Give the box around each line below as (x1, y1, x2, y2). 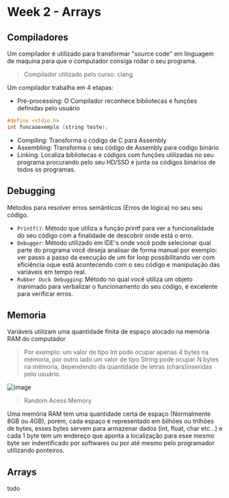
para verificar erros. (16, 289, 74, 298)
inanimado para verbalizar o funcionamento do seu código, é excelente (16, 282, 218, 290)
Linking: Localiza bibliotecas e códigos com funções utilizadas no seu (16, 150, 214, 158)
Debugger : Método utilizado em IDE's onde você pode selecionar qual (16, 238, 211, 247)
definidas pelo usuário (16, 104, 80, 112)
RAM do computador (7, 335, 66, 343)
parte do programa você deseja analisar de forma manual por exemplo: (16, 246, 217, 254)
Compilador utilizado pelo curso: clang (23, 70, 133, 78)
